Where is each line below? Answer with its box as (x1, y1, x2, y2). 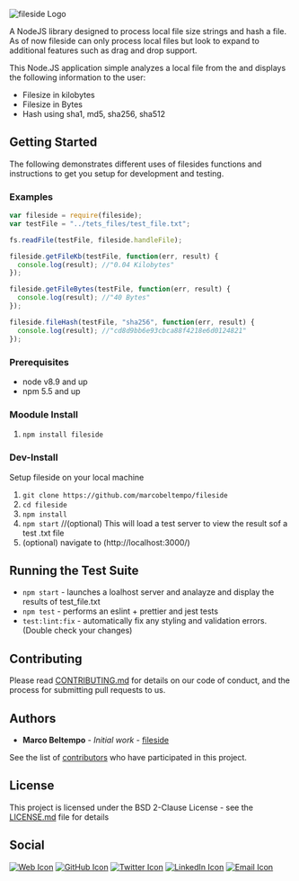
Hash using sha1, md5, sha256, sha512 (22, 109, 166, 119)
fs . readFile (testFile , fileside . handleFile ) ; (9, 235, 182, 245)
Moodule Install (9, 408, 79, 420)
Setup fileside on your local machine (9, 472, 145, 482)
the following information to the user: (9, 72, 146, 83)
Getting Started (9, 135, 98, 150)
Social (9, 838, 45, 853)
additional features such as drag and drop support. (9, 45, 198, 56)
